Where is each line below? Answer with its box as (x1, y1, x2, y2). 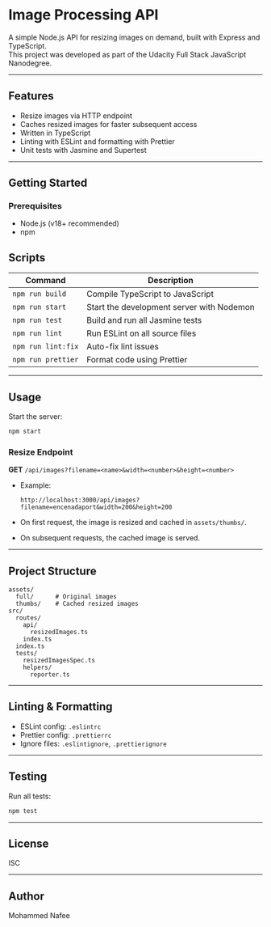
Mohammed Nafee (8, 911, 70, 921)
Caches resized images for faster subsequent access (19, 119, 198, 129)
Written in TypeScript (19, 128, 91, 138)
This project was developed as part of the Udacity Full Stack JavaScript (8, 49, 247, 59)
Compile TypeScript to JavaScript (85, 289, 214, 300)
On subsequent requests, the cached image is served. (19, 533, 200, 543)
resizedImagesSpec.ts (23, 657, 95, 665)
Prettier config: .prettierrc (19, 730, 112, 739)
